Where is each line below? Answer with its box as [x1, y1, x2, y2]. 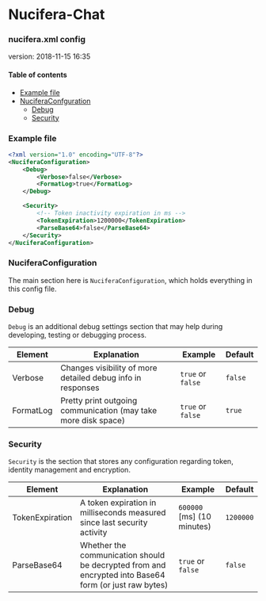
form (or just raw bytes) [80, 580, 169, 591]
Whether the [80, 540, 127, 551]
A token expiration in [80, 497, 157, 508]
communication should [80, 549, 165, 561]
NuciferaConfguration [19, 96, 91, 105]
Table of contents [8, 70, 67, 80]
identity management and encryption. [8, 465, 131, 475]
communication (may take [60, 405, 158, 416]
